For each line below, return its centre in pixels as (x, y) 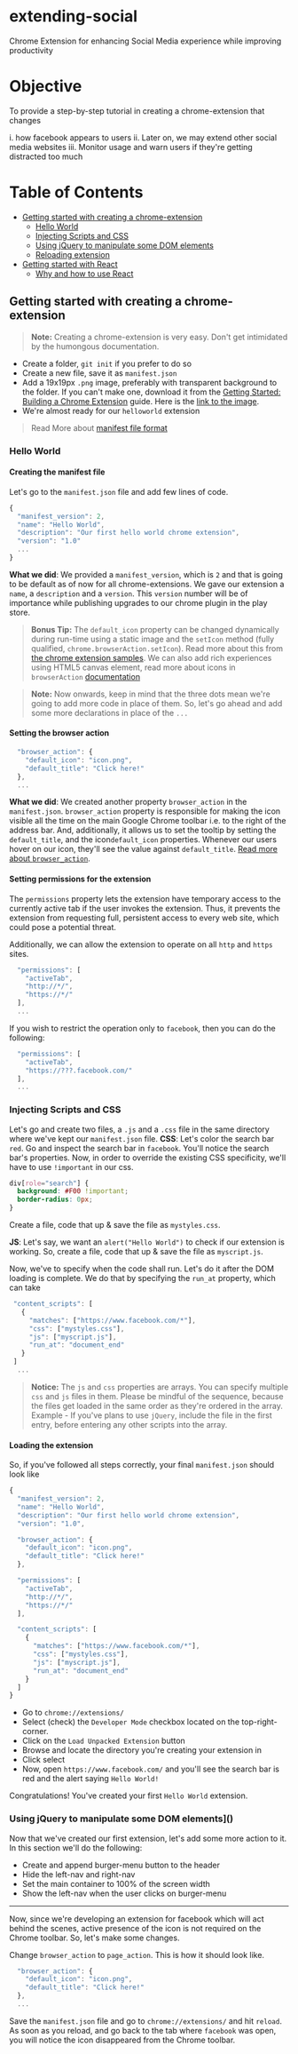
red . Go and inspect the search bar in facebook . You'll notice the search (139, 1148)
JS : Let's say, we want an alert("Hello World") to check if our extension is (147, 1242)
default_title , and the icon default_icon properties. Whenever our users (143, 840)
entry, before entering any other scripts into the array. (129, 1424)
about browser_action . (50, 858)
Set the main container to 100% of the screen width (116, 1883)
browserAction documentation (85, 676)
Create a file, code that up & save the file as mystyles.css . (115, 1225)
